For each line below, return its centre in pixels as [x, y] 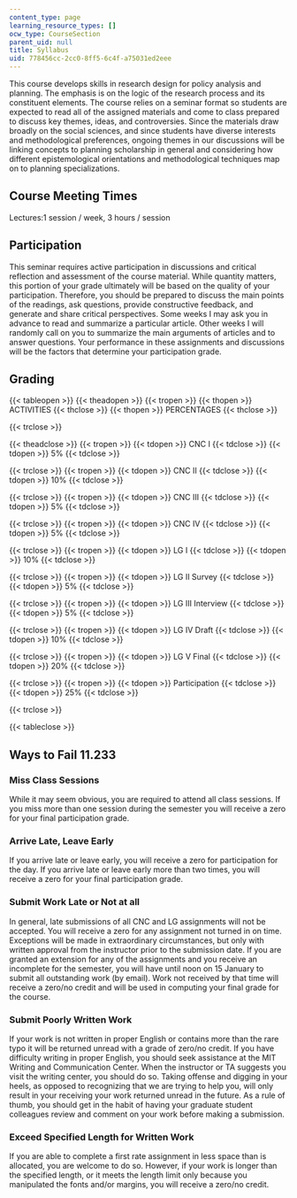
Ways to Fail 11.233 [63, 755]
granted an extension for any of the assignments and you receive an [133, 959]
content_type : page [45, 17]
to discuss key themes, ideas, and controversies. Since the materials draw [144, 121]
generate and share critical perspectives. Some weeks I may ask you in [138, 313]
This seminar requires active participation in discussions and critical [133, 267]
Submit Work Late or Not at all [74, 902]
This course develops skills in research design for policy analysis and [135, 84]
